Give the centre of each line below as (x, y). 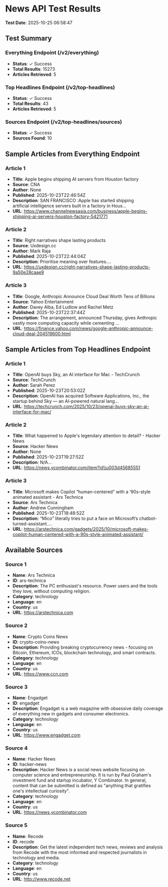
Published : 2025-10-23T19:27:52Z (48, 457)
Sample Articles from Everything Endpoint (73, 154)
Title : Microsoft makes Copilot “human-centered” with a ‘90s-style (81, 492)
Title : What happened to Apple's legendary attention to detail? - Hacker (87, 436)
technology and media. (36, 857)
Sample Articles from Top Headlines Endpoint (78, 349)
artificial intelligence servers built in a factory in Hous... (69, 206)
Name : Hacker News (34, 759)
